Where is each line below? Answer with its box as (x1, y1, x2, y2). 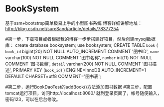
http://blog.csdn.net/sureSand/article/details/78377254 (5, 25, 119, 31)
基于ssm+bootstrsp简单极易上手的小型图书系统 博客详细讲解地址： (5, 20, 143, 26)
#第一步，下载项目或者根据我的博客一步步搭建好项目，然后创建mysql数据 (5, 36, 156, 42)
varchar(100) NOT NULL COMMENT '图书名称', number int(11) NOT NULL (5, 54, 152, 60)
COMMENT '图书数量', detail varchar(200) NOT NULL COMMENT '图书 (5, 61, 153, 67)
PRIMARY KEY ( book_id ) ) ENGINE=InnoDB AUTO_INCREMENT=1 (13, 67, 146, 73)
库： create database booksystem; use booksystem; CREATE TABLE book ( (5, 42, 159, 48)
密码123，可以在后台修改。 (5, 96, 61, 102)
